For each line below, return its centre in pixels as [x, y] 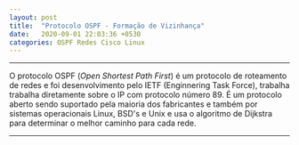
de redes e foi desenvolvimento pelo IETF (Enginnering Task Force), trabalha [149, 85]
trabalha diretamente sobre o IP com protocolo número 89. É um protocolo [145, 95]
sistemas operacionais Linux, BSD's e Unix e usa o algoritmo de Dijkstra [141, 114]
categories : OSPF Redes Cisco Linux [77, 42]
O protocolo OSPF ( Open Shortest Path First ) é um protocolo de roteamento [148, 76]
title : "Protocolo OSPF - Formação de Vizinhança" [107, 26]
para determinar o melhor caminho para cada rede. [103, 123]
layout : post [33, 17]
